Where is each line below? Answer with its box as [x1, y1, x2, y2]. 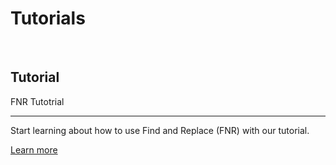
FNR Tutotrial [10, 95, 65, 107]
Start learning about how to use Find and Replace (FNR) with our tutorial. [10, 124, 310, 136]
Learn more [10, 143, 58, 156]
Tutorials [10, 7, 86, 30]
